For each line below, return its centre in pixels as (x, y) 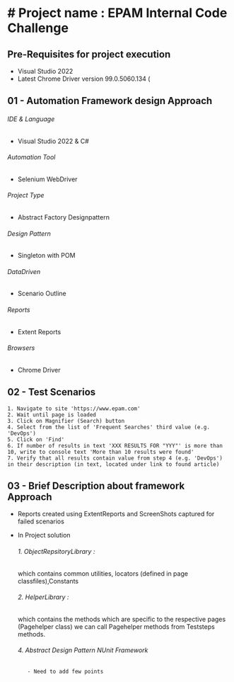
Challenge (38, 28)
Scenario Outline (42, 294)
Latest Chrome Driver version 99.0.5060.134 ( (84, 79)
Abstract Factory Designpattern (63, 217)
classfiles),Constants (48, 581)
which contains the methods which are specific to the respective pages (122, 619)
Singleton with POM (46, 256)
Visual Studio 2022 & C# (53, 141)
